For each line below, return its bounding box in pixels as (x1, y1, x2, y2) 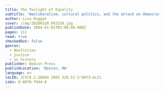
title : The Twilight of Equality (5, 7, 73, 12)
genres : (5, 43, 21, 48)
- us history (9, 57, 36, 62)
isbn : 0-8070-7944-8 (5, 79, 47, 84)
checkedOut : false (5, 39, 42, 44)
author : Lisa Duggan (5, 16, 47, 21)
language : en (5, 71, 32, 75)
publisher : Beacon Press (5, 61, 56, 66)
